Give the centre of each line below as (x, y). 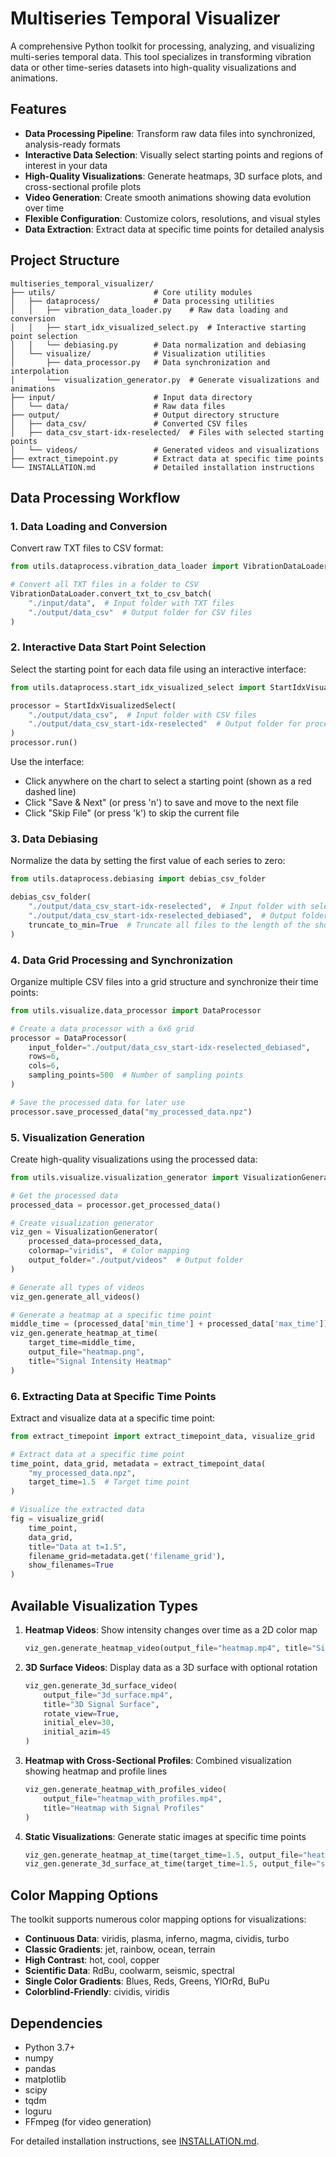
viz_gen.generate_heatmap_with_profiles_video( (125, 1790)
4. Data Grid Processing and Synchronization (121, 960)
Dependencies (56, 2023)
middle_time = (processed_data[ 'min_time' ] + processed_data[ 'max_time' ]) (169, 1324)
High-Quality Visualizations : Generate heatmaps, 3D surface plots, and (173, 176)
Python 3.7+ (50, 2047)
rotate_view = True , (81, 1713)
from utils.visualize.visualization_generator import (125, 1177)
